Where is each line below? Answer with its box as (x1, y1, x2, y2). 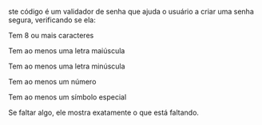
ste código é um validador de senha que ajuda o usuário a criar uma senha (8, 7, 254, 16)
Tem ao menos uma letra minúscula (8, 61, 125, 71)
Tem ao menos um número (8, 77, 97, 86)
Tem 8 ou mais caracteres (8, 31, 94, 40)
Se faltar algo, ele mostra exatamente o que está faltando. (8, 107, 200, 117)
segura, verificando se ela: (8, 15, 96, 25)
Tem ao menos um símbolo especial (8, 92, 127, 102)
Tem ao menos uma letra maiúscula (8, 46, 125, 55)
